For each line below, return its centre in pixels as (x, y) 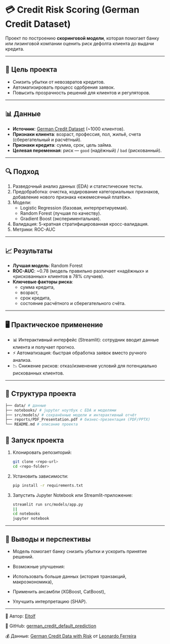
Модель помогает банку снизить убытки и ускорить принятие (80, 551)
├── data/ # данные (26, 405)
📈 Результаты (29, 251)
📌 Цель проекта (31, 70)
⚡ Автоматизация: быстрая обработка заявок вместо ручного (79, 353)
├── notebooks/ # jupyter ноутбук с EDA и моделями (61, 410)
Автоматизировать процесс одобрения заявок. (64, 87)
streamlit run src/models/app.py (48, 504)
